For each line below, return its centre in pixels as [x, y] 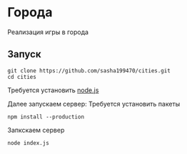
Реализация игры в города [48, 32]
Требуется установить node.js [53, 90]
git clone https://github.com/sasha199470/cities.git [89, 71]
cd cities [22, 77]
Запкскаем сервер [36, 130]
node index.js [29, 143]
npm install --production [46, 117]
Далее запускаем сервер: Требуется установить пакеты [94, 104]
